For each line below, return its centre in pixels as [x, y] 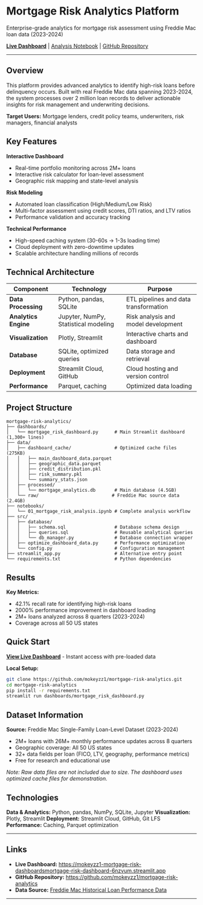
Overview [25, 71]
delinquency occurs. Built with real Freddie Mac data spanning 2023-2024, [100, 91]
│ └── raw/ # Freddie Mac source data [93, 496]
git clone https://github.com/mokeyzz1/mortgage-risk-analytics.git [94, 679]
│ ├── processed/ [31, 485]
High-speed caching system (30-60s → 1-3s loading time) [87, 240]
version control [147, 376]
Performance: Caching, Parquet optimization [63, 825]
